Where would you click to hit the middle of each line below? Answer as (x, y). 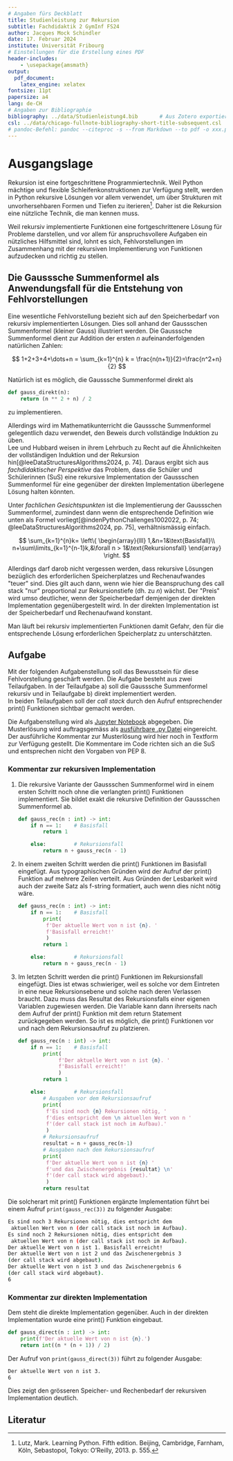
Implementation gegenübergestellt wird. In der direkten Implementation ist (113, 605)
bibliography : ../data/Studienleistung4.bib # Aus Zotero (102, 116)
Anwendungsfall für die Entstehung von (95, 289)
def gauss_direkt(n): (39, 392)
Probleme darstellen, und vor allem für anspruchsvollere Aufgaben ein (108, 234)
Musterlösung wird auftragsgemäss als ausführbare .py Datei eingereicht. (113, 729)
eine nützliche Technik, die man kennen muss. (74, 213)
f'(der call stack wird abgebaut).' (99, 1176)
